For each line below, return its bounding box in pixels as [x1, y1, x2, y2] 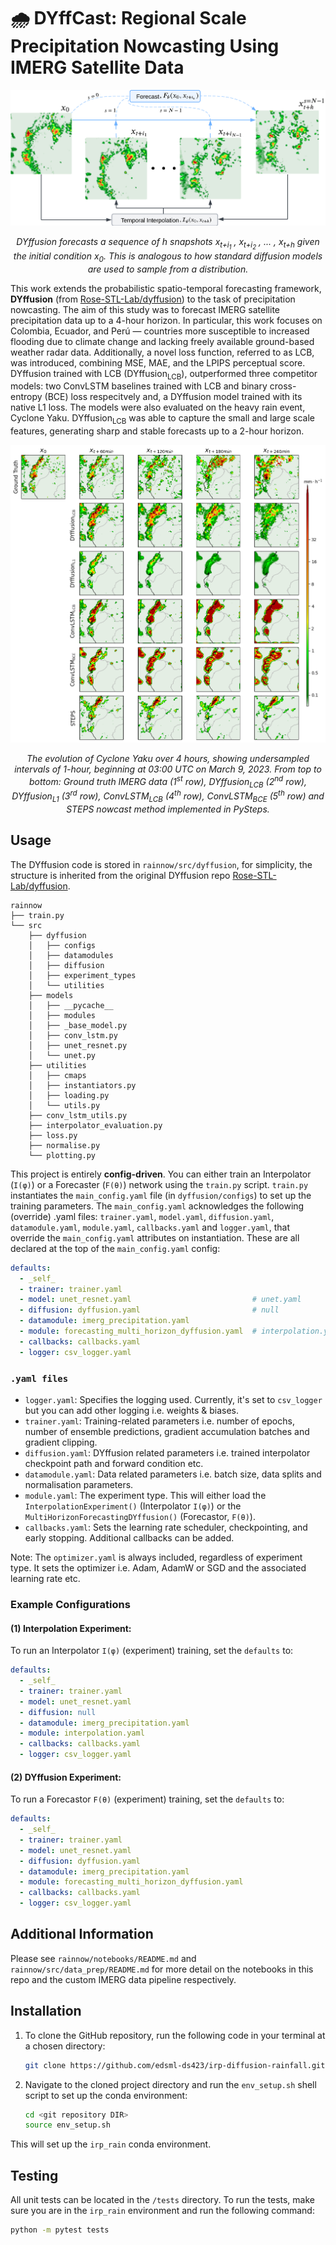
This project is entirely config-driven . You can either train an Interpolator [10, 1168, 312, 1180]
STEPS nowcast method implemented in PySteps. [66, 803, 270, 815]
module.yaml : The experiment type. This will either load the [24, 1490, 267, 1502]
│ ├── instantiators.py [28, 1080, 137, 1090]
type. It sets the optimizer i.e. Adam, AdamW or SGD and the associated [10, 1562, 307, 1574]
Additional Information [10, 1926, 154, 1943]
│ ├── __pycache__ [28, 1000, 114, 1010]
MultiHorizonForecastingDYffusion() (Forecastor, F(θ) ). [24, 1511, 256, 1523]
